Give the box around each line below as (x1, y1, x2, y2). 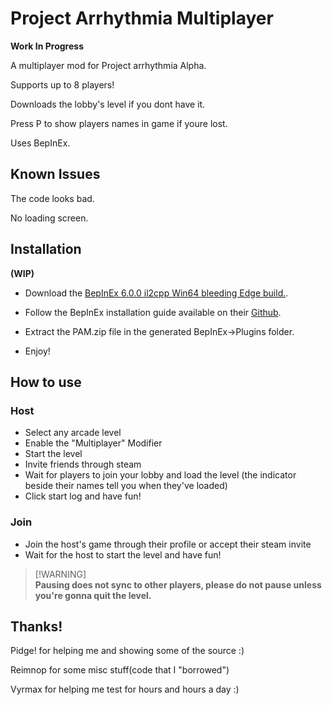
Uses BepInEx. (10, 137, 71, 149)
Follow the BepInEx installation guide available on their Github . (24, 306, 282, 318)
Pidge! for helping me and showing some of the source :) (10, 645, 245, 657)
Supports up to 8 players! (10, 78, 115, 91)
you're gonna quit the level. (34, 589, 152, 601)
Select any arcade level (24, 427, 122, 439)
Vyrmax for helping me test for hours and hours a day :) (10, 683, 240, 696)
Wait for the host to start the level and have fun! (24, 548, 222, 561)
